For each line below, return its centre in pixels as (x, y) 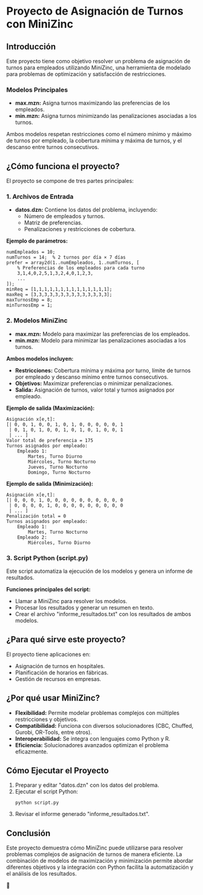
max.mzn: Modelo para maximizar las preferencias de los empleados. (102, 334)
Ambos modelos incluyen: (40, 358)
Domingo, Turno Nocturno (59, 472)
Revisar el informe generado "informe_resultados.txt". (82, 814)
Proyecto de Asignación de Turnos (95, 11)
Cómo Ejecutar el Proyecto (58, 771)
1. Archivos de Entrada (40, 197)
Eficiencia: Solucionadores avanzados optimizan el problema (92, 745)
